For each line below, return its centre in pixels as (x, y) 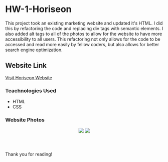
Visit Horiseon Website (29, 77)
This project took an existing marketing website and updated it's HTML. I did (84, 23)
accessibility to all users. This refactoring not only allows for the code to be (83, 39)
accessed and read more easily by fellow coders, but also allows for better (82, 44)
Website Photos (25, 120)
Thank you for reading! (29, 154)
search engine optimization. (34, 50)
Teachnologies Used (31, 90)
